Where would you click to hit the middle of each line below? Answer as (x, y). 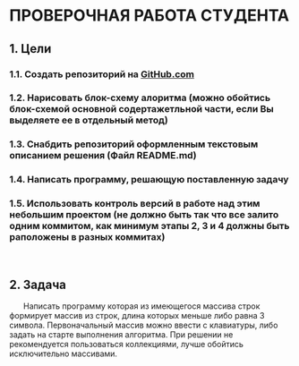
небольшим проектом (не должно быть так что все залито (144, 215)
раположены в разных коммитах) (87, 237)
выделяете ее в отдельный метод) (89, 120)
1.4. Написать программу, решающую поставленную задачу (149, 180)
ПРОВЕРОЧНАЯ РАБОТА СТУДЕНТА (149, 16)
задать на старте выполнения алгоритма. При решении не (121, 335)
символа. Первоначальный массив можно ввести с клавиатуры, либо (144, 325)
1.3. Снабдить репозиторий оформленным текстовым (134, 144)
